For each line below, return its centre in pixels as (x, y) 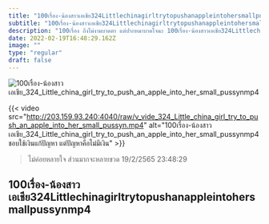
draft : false (30, 61)
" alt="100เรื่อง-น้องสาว (178, 125)
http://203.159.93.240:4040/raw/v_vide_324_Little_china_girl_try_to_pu (143, 116)
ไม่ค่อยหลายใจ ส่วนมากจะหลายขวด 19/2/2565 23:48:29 (108, 159)
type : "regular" (35, 53)
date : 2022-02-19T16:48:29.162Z (62, 38)
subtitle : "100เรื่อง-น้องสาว (49, 23)
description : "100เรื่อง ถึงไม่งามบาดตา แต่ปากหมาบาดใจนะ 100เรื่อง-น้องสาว (109, 30)
